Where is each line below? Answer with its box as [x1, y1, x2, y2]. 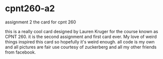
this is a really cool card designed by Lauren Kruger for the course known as [5, 28, 158, 34]
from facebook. [5, 49, 36, 55]
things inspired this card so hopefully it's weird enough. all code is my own [5, 39, 155, 44]
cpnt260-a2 [5, 3, 55, 14]
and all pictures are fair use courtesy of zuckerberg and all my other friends [5, 44, 157, 50]
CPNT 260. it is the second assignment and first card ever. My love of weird [5, 34, 157, 39]
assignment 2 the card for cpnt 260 [5, 19, 76, 25]
